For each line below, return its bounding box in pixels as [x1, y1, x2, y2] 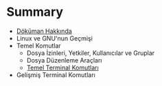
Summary [6, 4, 63, 20]
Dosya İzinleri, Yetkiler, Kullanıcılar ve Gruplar [26, 49, 155, 57]
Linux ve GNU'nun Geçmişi [16, 34, 93, 42]
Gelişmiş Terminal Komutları [16, 70, 95, 79]
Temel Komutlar [16, 41, 61, 50]
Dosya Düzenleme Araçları [26, 56, 102, 64]
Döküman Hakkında [16, 27, 73, 35]
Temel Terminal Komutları [26, 63, 99, 72]
